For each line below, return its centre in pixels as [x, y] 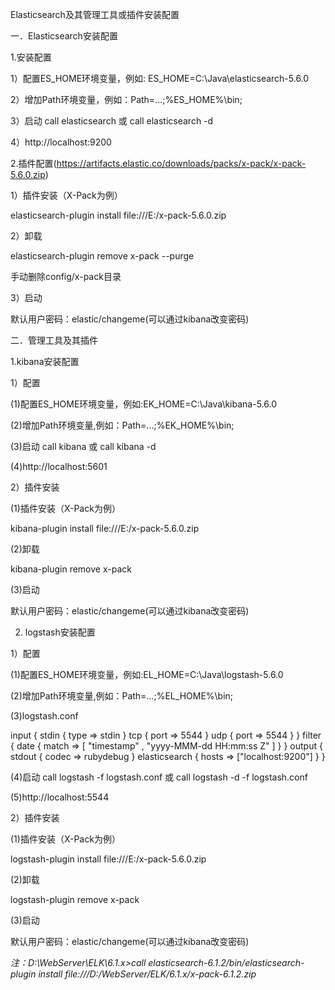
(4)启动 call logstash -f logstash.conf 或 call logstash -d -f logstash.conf [159, 777]
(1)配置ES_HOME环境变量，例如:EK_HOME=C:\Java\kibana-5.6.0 [143, 404]
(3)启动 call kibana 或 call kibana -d [83, 446]
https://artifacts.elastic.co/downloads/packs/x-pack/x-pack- [181, 163]
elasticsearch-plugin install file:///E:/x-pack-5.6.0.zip [118, 215]
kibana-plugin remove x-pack [71, 569]
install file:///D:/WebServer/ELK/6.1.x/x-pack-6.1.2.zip [147, 974]
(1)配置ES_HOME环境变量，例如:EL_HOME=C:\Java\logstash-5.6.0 [147, 674]
